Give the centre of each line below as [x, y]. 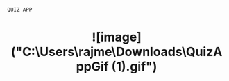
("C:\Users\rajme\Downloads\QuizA [117, 52]
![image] [117, 37]
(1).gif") [134, 67]
